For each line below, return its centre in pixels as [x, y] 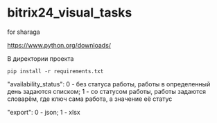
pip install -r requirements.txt [55, 71]
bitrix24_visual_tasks [70, 13]
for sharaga [24, 32]
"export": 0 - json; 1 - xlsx [44, 112]
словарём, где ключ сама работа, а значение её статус [90, 99]
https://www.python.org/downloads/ [59, 45]
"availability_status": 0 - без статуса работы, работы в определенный [109, 84]
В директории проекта [41, 58]
